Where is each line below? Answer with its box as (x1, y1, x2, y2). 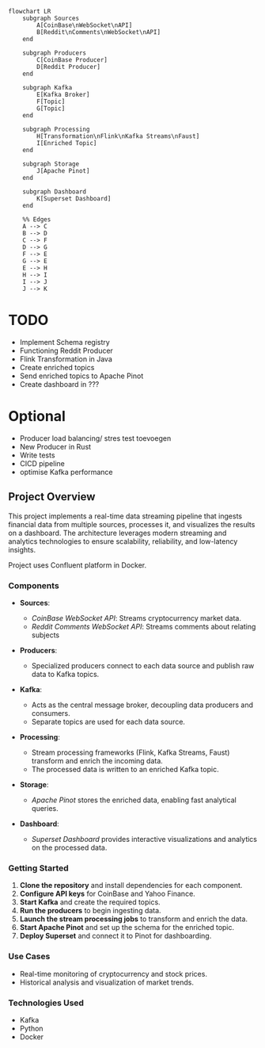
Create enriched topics (19, 362, 95, 372)
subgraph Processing (22, 125, 90, 133)
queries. (31, 803, 59, 813)
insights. (8, 545, 36, 554)
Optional (8, 407, 66, 426)
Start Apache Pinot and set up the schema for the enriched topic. (19, 923, 235, 932)
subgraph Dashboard (22, 188, 87, 196)
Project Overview (8, 490, 96, 503)
